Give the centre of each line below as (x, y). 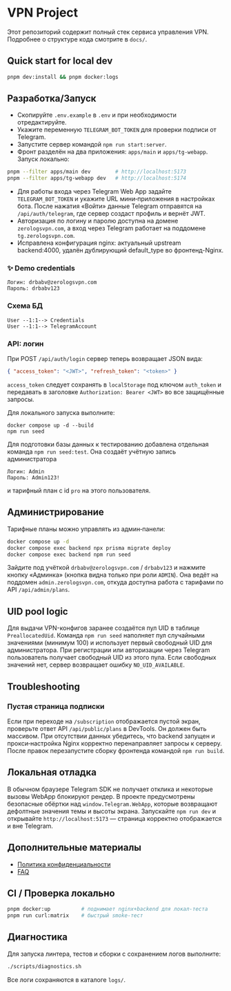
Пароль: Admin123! (33, 478)
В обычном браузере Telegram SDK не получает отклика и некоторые (110, 789)
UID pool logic (38, 611)
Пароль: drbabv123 (33, 288)
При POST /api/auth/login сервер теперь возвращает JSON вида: (105, 359)
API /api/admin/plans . (39, 590)
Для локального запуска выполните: (61, 412)
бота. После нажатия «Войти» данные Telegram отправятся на (109, 206)
